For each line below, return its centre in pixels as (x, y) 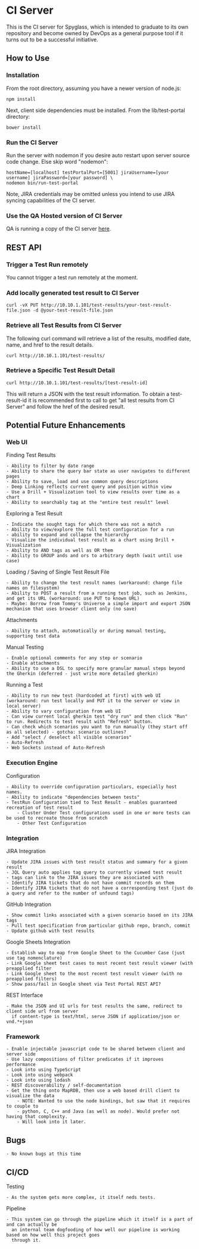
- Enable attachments (33, 664)
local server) (24, 706)
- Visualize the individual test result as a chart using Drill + (90, 540)
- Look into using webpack (40, 1075)
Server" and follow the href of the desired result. (66, 406)
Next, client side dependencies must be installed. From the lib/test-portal (96, 110)
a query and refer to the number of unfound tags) (70, 893)
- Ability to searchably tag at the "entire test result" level (88, 503)
